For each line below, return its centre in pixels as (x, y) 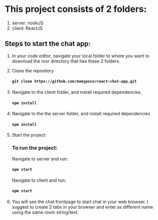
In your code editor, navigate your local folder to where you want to (80, 56)
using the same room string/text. (45, 213)
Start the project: (29, 135)
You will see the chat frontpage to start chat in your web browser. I (80, 202)
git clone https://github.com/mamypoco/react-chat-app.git (74, 81)
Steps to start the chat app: (48, 44)
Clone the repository (33, 71)
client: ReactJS (27, 28)
